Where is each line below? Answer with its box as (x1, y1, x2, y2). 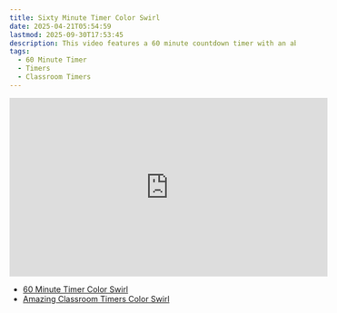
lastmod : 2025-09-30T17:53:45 (9, 30, 124, 39)
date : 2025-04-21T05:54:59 (9, 22, 112, 31)
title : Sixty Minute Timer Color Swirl (9, 13, 161, 23)
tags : (9, 47, 30, 56)
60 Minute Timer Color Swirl (22, 283, 129, 295)
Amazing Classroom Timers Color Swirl (22, 293, 170, 304)
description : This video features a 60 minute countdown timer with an (9, 38, 286, 48)
